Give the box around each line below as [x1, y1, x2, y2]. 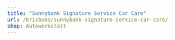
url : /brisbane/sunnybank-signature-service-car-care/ [7, 16, 169, 23]
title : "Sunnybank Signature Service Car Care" [7, 9, 147, 17]
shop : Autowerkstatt [7, 22, 67, 29]
